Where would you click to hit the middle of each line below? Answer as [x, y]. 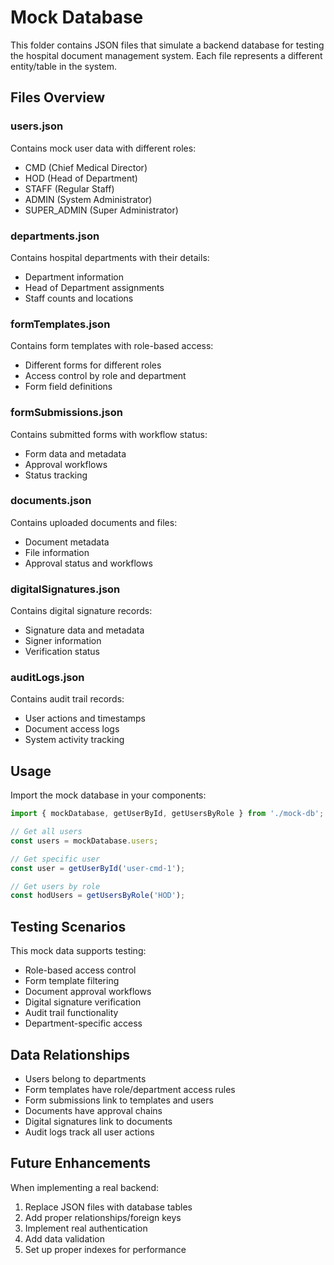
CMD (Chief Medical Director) [86, 167]
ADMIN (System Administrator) [88, 199]
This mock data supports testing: [78, 951]
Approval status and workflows [88, 563]
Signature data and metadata [84, 630]
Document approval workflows [88, 992]
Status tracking [56, 475]
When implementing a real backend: [84, 1187]
